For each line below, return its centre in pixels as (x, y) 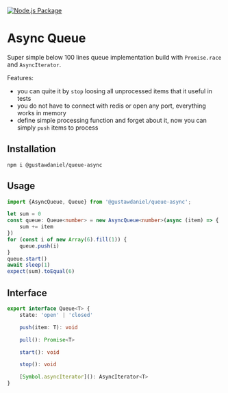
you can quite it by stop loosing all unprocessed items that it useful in (115, 91)
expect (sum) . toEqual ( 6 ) (41, 272)
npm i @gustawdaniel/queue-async (55, 165)
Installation (31, 149)
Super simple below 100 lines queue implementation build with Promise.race (114, 57)
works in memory (41, 112)
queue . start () (27, 259)
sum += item (36, 227)
